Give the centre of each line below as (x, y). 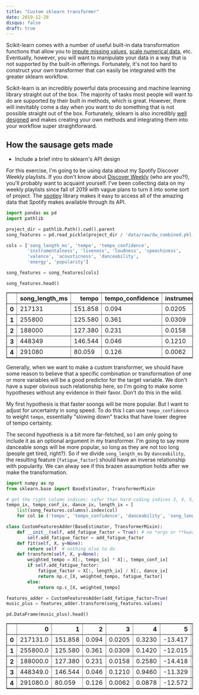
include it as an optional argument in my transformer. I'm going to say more (98, 441)
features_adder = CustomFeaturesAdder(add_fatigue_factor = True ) (87, 598)
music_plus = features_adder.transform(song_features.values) (84, 604)
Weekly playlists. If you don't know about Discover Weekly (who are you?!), (98, 177)
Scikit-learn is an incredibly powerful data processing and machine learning (98, 88)
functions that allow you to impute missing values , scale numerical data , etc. (99, 52)
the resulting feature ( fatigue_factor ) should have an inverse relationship (96, 459)
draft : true (21, 28)
